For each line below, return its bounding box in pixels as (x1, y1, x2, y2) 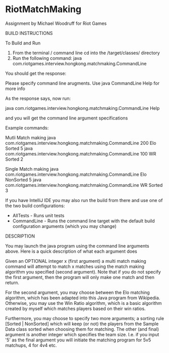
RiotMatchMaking (5, 4, 82, 15)
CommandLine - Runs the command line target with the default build (12, 218, 155, 224)
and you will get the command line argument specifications (5, 115, 128, 121)
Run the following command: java (12, 55, 82, 61)
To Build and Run (5, 40, 41, 46)
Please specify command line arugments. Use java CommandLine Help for (5, 80, 160, 86)
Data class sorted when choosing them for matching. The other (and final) (5, 326, 159, 332)
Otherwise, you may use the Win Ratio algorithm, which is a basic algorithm (5, 300, 162, 306)
